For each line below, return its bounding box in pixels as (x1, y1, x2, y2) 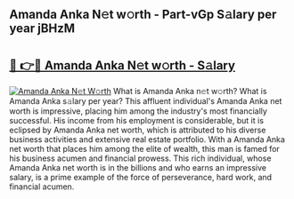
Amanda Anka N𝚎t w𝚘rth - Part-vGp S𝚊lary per (9, 7, 277, 22)
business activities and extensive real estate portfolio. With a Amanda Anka (9, 134, 285, 145)
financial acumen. (9, 181, 75, 192)
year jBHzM (9, 21, 76, 36)
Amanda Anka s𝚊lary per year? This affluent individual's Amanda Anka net (9, 96, 282, 106)
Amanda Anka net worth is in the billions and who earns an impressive (9, 163, 267, 172)
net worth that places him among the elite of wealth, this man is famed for (9, 144, 281, 154)
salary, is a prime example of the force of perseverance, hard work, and (9, 172, 273, 182)
